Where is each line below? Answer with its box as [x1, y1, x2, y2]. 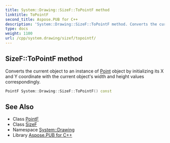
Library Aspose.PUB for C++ [12, 132, 72, 138]
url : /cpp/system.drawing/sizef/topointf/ [5, 36, 96, 41]
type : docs [5, 26, 28, 31]
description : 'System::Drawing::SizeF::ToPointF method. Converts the [5, 21, 157, 27]
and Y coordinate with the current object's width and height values [5, 73, 144, 79]
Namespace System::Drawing [12, 127, 75, 133]
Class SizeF [12, 121, 37, 127]
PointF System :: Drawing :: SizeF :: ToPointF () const [5, 88, 112, 94]
